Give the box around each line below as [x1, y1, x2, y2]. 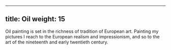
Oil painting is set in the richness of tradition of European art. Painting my [5, 28, 159, 34]
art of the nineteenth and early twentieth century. [5, 39, 108, 45]
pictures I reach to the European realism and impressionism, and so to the [5, 33, 160, 39]
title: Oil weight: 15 [5, 15, 65, 23]
